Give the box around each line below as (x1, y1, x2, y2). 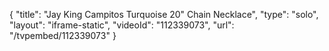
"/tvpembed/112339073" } (9, 30, 117, 41)
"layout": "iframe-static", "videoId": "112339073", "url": (9, 19, 235, 31)
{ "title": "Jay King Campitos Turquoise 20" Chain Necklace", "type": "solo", (9, 9, 319, 20)
